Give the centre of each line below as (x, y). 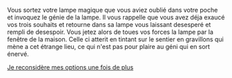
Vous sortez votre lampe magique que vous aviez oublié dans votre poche (113, 10)
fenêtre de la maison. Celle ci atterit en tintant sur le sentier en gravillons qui (116, 39)
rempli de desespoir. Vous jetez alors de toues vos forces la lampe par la (110, 32)
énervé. (18, 54)
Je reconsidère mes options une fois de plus (70, 67)
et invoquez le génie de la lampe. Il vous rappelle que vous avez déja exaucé (116, 17)
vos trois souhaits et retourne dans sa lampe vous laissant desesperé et (109, 25)
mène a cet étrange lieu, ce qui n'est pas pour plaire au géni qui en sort (109, 47)
